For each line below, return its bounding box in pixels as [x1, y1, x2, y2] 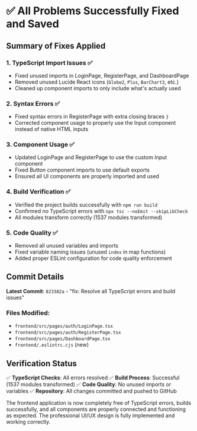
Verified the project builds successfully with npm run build [14, 201, 158, 208]
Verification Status [6, 358, 77, 369]
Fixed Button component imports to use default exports [14, 166, 150, 173]
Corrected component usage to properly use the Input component [14, 119, 176, 126]
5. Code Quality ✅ [6, 229, 58, 237]
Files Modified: [6, 309, 50, 317]
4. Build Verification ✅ [6, 188, 71, 196]
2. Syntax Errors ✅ [6, 99, 60, 107]
